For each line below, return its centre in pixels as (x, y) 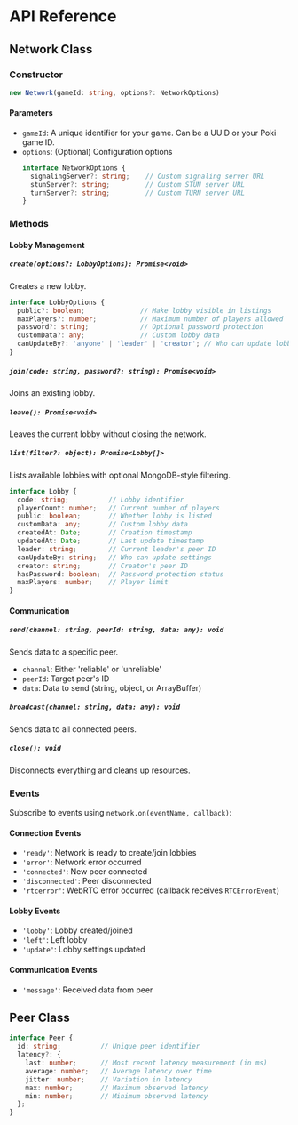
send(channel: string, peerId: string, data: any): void (117, 630)
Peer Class (39, 1018)
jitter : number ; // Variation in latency (109, 1079)
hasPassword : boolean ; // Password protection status (121, 574)
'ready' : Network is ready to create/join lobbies (109, 853)
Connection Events (45, 832)
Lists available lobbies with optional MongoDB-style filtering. (120, 475)
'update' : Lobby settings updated (83, 950)
